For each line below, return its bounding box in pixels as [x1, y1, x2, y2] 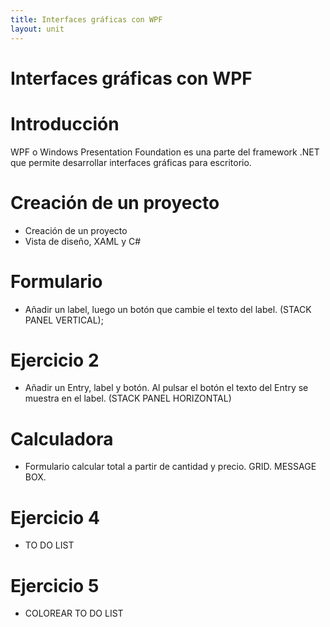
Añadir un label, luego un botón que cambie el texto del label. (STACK [24, 303, 312, 315]
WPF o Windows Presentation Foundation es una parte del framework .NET [10, 146, 320, 158]
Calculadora [10, 427, 114, 450]
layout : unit [10, 24, 65, 34]
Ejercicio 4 [10, 506, 100, 529]
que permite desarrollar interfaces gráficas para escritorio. [10, 156, 252, 168]
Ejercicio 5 [10, 574, 100, 597]
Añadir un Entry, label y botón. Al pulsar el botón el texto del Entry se [24, 382, 309, 394]
